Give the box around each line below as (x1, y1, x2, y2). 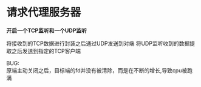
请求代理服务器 (6, 5, 81, 19)
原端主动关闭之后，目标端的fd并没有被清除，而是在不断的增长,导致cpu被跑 (6, 66, 193, 74)
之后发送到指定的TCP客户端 (11, 47, 81, 55)
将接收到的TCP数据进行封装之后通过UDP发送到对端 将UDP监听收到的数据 (6, 40, 190, 47)
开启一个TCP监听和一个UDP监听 (6, 27, 87, 34)
